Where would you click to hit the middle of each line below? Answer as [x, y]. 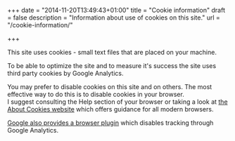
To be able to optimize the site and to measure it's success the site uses [112, 66]
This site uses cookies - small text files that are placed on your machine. [112, 52]
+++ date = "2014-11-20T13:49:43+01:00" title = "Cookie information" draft [116, 10]
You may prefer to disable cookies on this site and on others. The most [110, 87]
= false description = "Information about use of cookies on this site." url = [114, 18]
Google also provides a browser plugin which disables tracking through [110, 123]
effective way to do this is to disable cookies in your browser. [96, 94]
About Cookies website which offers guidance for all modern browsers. [110, 109]
